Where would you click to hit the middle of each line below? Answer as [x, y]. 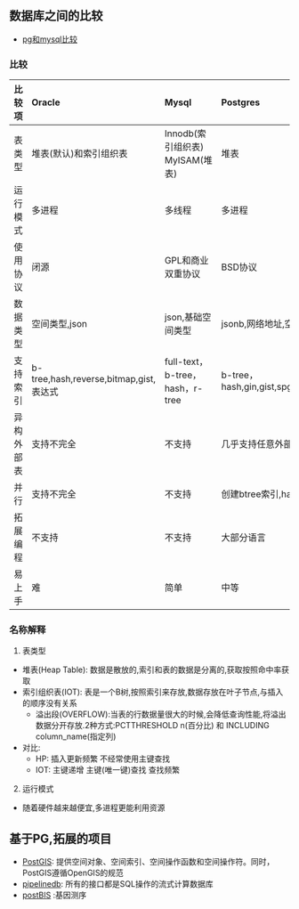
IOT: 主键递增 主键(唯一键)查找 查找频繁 [108, 770]
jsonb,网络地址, [253, 324]
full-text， [186, 361]
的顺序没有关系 [49, 703]
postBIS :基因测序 [54, 895]
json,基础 [183, 317]
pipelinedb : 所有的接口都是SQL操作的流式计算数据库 [117, 884]
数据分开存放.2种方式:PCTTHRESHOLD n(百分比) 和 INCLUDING [152, 726]
